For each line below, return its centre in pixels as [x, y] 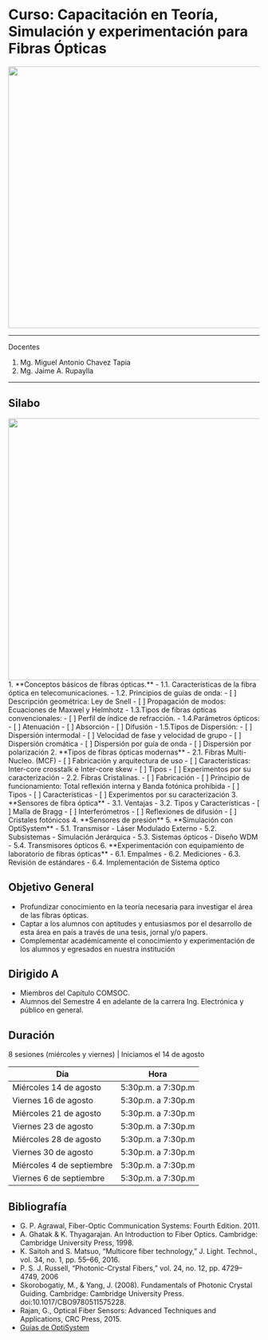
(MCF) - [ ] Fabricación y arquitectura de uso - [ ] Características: [143, 760]
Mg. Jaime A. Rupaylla [57, 370]
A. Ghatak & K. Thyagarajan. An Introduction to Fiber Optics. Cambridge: [138, 1234]
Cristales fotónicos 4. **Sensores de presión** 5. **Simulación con [121, 820]
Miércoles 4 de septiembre [63, 1165]
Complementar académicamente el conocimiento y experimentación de [137, 940]
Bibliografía [38, 1206]
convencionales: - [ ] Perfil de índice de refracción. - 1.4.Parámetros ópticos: [134, 718]
